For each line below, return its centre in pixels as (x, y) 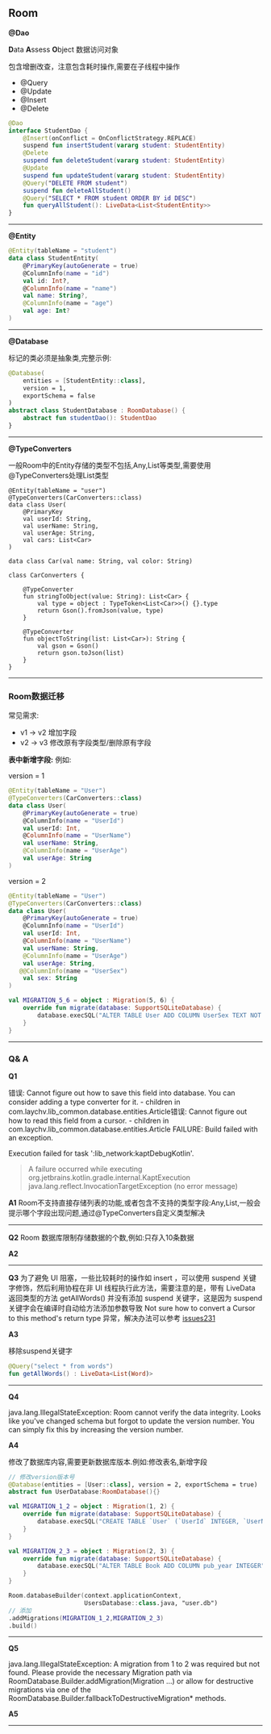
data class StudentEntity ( (54, 258)
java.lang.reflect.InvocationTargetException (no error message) (133, 1186)
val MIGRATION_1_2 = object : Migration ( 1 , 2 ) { (92, 1507)
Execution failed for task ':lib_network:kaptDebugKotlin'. (101, 1153)
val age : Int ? (46, 311)
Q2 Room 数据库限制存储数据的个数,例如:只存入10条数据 (102, 1237)
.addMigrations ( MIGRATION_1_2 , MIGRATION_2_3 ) (86, 1618)
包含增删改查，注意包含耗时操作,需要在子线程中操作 (94, 66)
